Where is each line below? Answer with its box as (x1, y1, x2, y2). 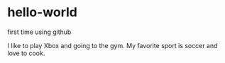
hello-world (7, 4, 78, 21)
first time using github (7, 28, 72, 36)
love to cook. (7, 49, 45, 57)
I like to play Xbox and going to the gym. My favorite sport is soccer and (7, 41, 218, 50)
